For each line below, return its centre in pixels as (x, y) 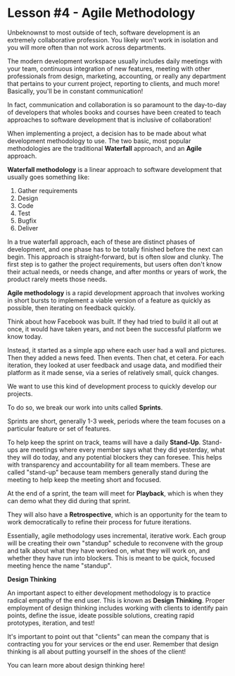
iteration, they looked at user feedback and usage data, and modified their (115, 365)
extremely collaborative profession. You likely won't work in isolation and (113, 39)
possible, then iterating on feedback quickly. (71, 307)
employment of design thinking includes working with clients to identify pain (118, 608)
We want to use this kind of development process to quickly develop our (112, 386)
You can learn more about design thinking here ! (76, 665)
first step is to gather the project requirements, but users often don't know (115, 264)
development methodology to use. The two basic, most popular (99, 141)
